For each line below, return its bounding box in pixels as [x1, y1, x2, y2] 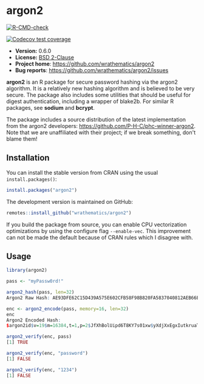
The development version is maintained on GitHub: [6, 198, 134, 205]
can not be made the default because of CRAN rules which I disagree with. [6, 234, 193, 241]
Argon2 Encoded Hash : [6, 317, 61, 323]
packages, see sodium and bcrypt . [6, 104, 95, 111]
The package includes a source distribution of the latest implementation [6, 116, 186, 123]
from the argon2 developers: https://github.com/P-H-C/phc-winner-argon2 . [6, 122, 196, 129]
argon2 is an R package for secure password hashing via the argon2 [6, 78, 178, 86]
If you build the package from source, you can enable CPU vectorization [6, 221, 187, 228]
